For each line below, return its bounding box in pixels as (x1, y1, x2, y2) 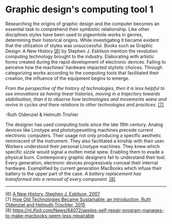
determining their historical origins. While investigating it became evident (5, 37, 159, 43)
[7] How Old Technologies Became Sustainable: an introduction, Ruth (5, 196, 151, 202)
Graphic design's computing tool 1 (5, 4, 154, 15)
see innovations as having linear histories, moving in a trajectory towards (5, 90, 160, 97)
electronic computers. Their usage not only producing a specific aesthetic (5, 132, 161, 138)
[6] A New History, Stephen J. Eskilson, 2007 (5, 191, 100, 197)
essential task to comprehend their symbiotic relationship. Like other (5, 26, 150, 32)
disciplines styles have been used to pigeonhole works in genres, (5, 31, 143, 38)
